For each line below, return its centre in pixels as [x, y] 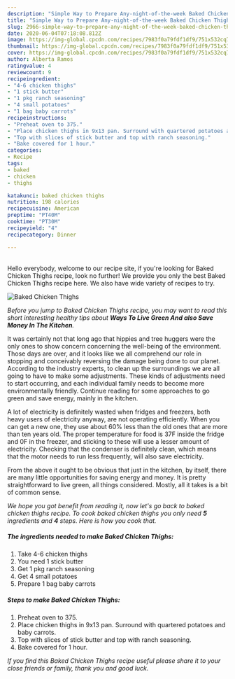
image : [17, 40]
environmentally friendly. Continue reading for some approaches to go [108, 391]
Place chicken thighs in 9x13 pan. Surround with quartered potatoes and [121, 625]
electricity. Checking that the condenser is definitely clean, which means [112, 449]
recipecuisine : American [43, 209]
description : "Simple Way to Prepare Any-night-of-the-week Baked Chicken [119, 14]
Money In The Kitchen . [41, 325]
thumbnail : [23, 46]
